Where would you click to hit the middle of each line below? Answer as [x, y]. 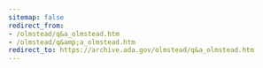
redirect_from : [36, 26]
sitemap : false [36, 17]
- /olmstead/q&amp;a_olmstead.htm [72, 42]
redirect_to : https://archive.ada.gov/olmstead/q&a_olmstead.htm [131, 50]
